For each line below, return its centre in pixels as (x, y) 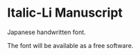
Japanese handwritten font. (47, 32)
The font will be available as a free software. (70, 45)
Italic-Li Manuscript (65, 13)
